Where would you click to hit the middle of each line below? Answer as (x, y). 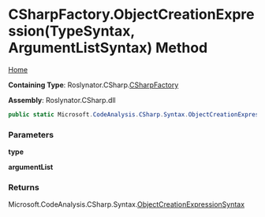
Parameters (31, 134)
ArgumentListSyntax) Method (108, 48)
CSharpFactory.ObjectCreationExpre (131, 15)
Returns (24, 188)
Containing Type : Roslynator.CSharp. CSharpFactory (93, 85)
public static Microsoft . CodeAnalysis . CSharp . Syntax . (99, 114)
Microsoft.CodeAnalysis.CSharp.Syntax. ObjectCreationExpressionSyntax (127, 204)
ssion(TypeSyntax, (72, 31)
